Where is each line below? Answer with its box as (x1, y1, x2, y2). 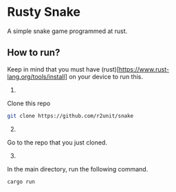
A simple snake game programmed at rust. (7, 27, 128, 35)
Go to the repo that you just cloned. (7, 138, 108, 147)
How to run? (7, 47, 60, 58)
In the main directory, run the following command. (7, 164, 148, 173)
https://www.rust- (119, 65, 170, 73)
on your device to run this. (68, 72, 143, 81)
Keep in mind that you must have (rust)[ (7, 65, 120, 73)
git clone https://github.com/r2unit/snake (7, 112, 134, 119)
